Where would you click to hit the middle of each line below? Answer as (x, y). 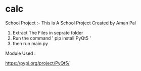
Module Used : (20, 53)
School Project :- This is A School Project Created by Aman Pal (71, 23)
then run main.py (30, 43)
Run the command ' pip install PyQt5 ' (52, 38)
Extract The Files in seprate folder (48, 32)
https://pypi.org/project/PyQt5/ (37, 63)
